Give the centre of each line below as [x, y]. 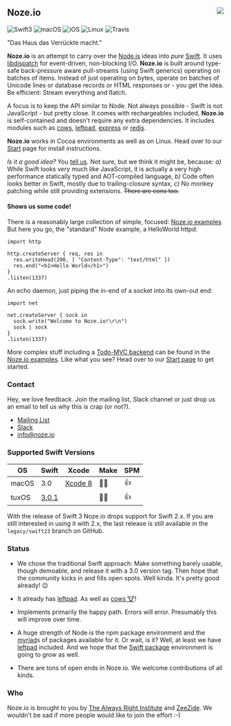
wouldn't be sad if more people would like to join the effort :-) [94, 715]
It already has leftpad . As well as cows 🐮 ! [77, 598]
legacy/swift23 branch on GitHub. [56, 531]
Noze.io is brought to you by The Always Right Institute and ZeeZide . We [110, 708]
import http [24, 242]
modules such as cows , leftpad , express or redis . [77, 127]
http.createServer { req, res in [55, 254]
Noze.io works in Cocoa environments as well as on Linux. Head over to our [114, 141]
